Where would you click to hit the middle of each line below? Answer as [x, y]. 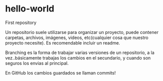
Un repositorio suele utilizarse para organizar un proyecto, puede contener [82, 32]
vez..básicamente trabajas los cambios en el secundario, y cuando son [78, 57]
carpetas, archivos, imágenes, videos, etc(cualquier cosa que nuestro [77, 37]
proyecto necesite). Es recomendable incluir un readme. [63, 42]
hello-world [30, 9]
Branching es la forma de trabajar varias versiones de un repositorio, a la [80, 52]
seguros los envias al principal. [37, 63]
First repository [21, 22]
